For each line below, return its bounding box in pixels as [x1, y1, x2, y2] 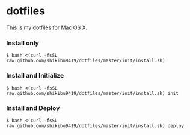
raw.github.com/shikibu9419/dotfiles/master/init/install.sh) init [6, 90, 179, 96]
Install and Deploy [6, 104, 60, 112]
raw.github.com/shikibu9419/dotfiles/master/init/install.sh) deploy [6, 122, 185, 129]
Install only [6, 39, 39, 47]
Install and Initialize [6, 72, 64, 80]
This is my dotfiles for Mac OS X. [6, 24, 88, 31]
